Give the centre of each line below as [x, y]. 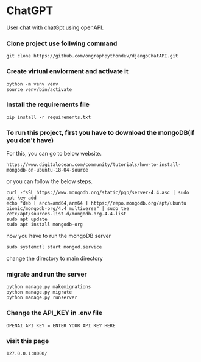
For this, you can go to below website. [54, 154]
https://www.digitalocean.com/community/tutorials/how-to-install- [94, 165]
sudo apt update [27, 219]
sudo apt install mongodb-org [45, 225]
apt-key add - [24, 198]
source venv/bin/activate [39, 89]
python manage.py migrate [39, 292]
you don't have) [30, 140]
